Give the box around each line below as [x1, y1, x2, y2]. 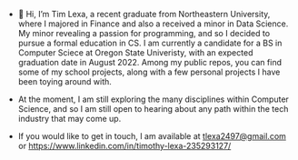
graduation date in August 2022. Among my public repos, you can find [17, 57, 282, 67]
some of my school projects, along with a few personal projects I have [17, 66, 281, 77]
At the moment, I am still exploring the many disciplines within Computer [17, 94, 289, 105]
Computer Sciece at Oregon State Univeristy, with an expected [17, 47, 253, 58]
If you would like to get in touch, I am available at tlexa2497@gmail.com [17, 131, 286, 141]
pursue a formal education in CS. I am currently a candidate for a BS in [17, 37, 283, 48]
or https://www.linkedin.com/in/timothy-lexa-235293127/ [17, 141, 232, 151]
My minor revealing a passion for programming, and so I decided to [17, 28, 271, 38]
